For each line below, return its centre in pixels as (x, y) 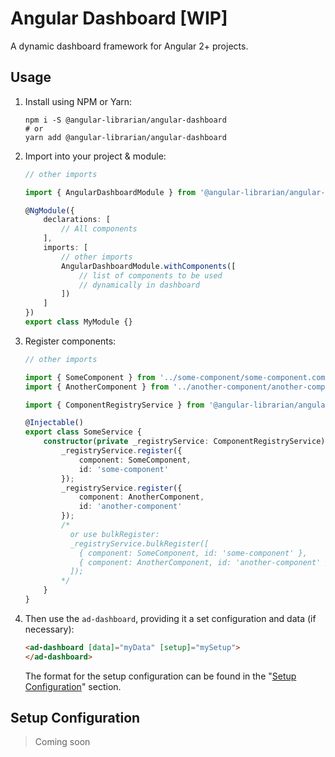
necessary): (49, 629)
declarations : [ (77, 220)
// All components (99, 229)
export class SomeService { (83, 432)
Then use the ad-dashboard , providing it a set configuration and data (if (170, 618)
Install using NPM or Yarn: (78, 101)
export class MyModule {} (78, 322)
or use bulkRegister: (114, 534)
